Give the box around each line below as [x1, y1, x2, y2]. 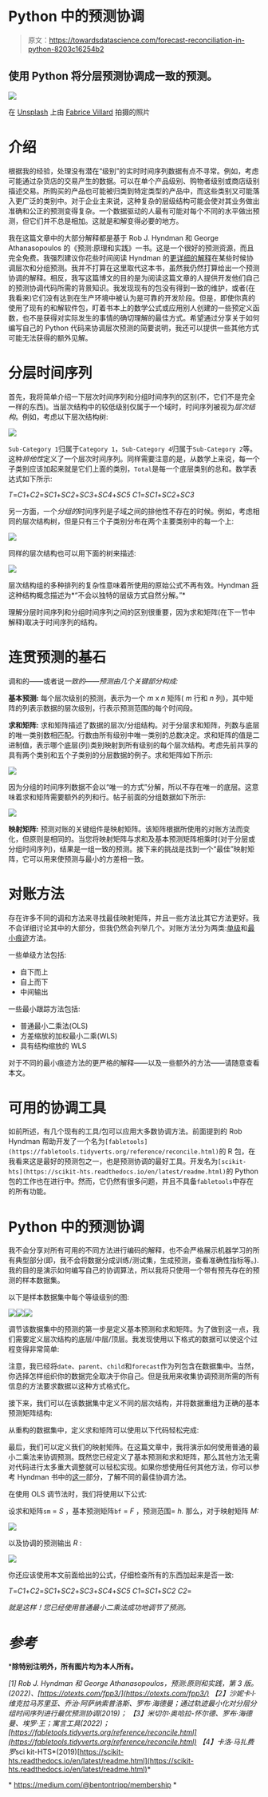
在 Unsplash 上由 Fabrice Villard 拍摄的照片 [8, 107, 150, 117]
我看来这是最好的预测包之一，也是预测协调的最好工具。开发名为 [8, 1157, 218, 1166]
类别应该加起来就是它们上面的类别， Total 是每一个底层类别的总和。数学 [14, 464, 250, 473]
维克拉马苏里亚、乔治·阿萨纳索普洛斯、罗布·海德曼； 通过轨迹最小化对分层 [8, 1699, 250, 1708]
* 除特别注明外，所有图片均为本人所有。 [8, 1662, 138, 1671]
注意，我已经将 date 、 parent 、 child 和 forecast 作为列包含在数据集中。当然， [8, 1361, 258, 1371]
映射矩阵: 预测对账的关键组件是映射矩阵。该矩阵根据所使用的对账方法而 [8, 824, 243, 834]
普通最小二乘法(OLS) [19, 1021, 89, 1030]
